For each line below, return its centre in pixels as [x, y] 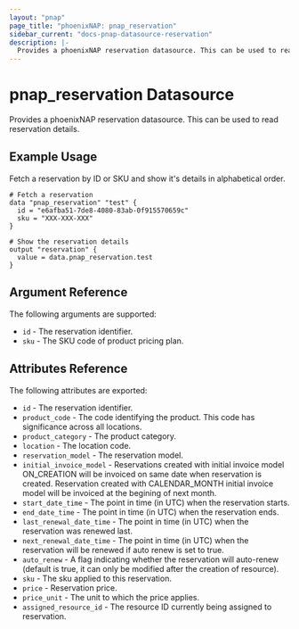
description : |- [39, 42]
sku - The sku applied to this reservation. [97, 578]
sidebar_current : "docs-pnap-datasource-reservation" [111, 34]
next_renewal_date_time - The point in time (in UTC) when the [135, 540]
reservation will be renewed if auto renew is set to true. [123, 550]
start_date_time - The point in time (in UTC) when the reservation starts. [156, 502]
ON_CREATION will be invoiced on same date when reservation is [142, 474]
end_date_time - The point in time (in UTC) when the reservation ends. [150, 512]
